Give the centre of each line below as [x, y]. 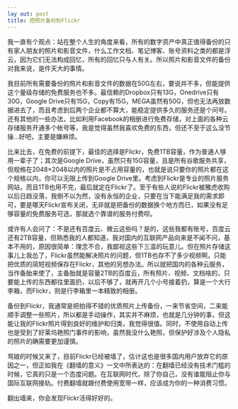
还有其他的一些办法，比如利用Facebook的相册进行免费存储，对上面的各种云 [118, 118]
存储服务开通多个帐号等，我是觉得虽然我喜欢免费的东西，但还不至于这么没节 [119, 128]
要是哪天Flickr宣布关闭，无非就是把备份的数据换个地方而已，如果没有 [120, 204]
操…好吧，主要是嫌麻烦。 [44, 136]
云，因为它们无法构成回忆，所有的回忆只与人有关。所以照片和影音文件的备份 [119, 59]
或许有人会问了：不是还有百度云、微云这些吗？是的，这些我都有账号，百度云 [119, 228]
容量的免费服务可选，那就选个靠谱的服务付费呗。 [85, 213]
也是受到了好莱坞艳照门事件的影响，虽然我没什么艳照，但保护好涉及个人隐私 [119, 332]
